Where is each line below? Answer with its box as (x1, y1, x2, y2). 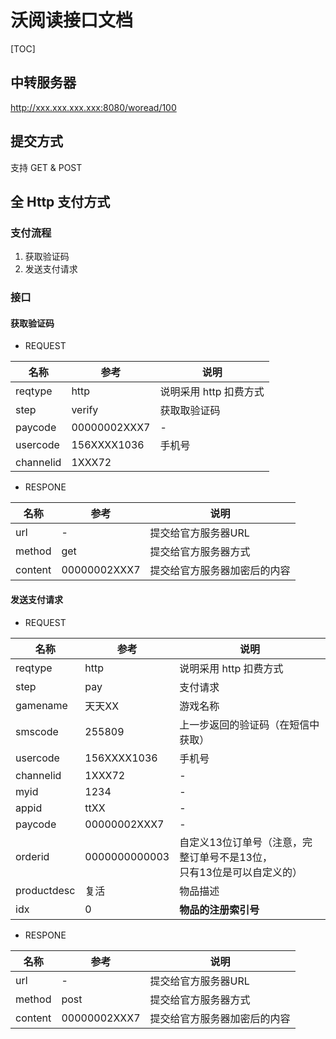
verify (71, 403, 99, 417)
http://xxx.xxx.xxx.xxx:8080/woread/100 (10, 101, 177, 113)
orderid (15, 849, 50, 863)
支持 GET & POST (10, 161, 83, 173)
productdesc (15, 883, 76, 897)
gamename (15, 698, 68, 712)
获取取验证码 (159, 404, 221, 418)
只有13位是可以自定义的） (179, 865, 303, 879)
